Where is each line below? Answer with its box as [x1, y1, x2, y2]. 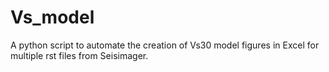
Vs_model [10, 6, 95, 29]
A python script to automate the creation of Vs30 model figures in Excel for [10, 39, 320, 51]
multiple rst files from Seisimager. [10, 49, 149, 61]
